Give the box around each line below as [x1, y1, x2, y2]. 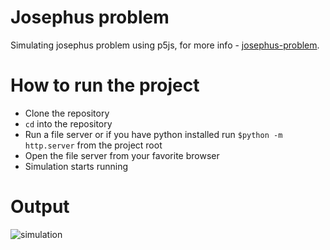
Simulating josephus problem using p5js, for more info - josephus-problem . [10, 39, 320, 51]
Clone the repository [24, 107, 110, 119]
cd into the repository [24, 117, 113, 130]
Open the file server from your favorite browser [24, 149, 220, 161]
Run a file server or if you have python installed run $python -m [24, 128, 283, 140]
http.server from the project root [24, 139, 163, 151]
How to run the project [10, 74, 200, 97]
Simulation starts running [24, 160, 129, 172]
